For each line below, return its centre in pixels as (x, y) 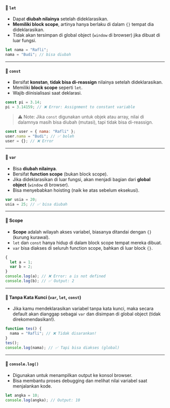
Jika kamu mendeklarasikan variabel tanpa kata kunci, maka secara (83, 309)
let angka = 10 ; (22, 395)
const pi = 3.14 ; (24, 102)
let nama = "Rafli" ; (27, 50)
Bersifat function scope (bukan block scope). (60, 174)
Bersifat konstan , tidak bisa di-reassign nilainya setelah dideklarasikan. (88, 82)
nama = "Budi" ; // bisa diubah (38, 55)
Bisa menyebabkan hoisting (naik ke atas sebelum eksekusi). (76, 190)
